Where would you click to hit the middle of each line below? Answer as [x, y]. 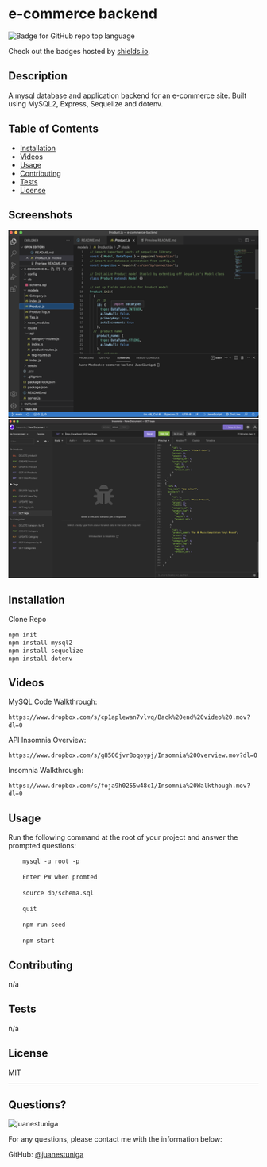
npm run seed [44, 925]
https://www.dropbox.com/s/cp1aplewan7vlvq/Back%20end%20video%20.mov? [129, 717]
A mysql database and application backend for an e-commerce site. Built [128, 95]
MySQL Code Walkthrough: [53, 702]
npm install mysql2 [41, 643]
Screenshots [41, 215]
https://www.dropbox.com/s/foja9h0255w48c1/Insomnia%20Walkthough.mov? [129, 786]
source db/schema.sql [58, 893]
